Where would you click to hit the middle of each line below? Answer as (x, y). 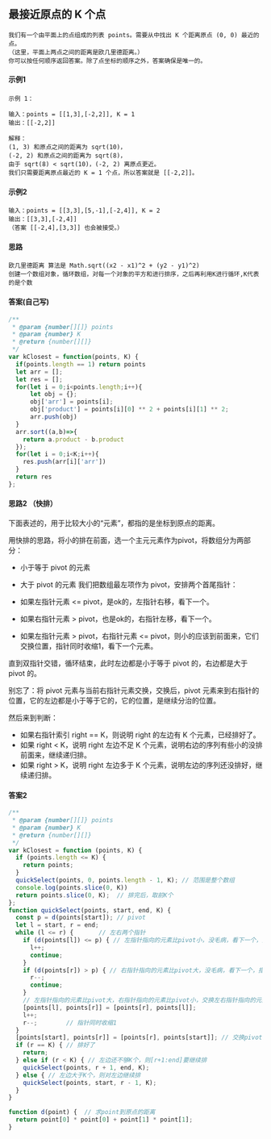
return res (34, 477)
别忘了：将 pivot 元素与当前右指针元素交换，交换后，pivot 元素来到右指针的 (134, 690)
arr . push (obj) (54, 417)
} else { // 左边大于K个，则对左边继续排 (78, 1075)
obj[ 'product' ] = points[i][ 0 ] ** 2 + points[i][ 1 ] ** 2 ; (129, 410)
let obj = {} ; (54, 394)
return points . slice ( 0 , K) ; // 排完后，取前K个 (94, 895)
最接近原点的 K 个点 (57, 15)
